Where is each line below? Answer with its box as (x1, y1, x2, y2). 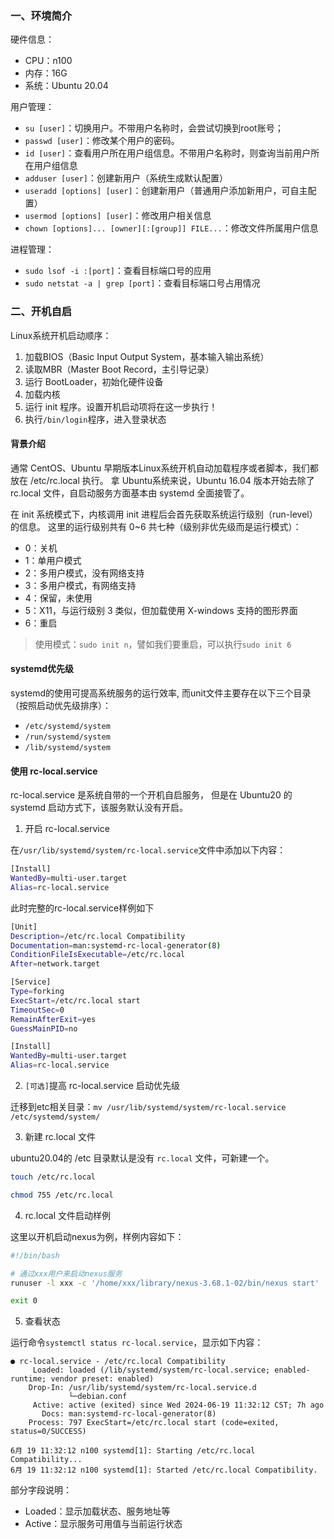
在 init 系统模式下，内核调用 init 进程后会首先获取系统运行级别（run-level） (10, 508, 318, 520)
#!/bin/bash (10, 1250, 60, 1261)
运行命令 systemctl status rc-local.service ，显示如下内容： (10, 1337, 264, 1349)
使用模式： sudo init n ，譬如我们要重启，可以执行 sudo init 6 (34, 638, 292, 650)
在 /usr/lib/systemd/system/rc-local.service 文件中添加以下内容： (10, 844, 287, 856)
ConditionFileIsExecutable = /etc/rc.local (10, 950, 186, 960)
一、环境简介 (10, 8, 73, 22)
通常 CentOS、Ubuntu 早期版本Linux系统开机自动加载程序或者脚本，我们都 (10, 462, 319, 474)
